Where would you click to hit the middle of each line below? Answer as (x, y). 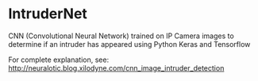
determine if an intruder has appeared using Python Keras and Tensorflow (129, 44)
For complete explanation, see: (59, 60)
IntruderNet (48, 14)
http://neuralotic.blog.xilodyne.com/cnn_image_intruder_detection (116, 67)
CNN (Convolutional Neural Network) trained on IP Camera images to (121, 36)
